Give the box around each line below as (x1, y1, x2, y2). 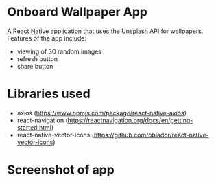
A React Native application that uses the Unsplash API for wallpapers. (7, 27, 204, 35)
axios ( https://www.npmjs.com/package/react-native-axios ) (16, 108, 187, 117)
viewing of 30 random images (16, 47, 101, 56)
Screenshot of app (7, 162, 115, 178)
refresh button (16, 54, 58, 62)
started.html (16, 123, 51, 131)
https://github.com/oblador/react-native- (93, 130, 209, 139)
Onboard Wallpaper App (7, 4, 147, 20)
